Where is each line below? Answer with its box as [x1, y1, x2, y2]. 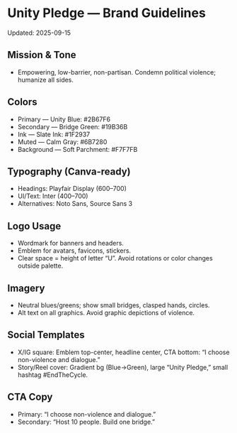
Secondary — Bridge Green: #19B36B [17, 122, 128, 131]
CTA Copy [7, 391, 53, 403]
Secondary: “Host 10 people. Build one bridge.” [17, 417, 156, 426]
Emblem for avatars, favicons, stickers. [17, 246, 132, 255]
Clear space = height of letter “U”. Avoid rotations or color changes [17, 254, 214, 263]
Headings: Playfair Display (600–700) [17, 185, 127, 193]
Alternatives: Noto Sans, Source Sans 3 [17, 199, 133, 208]
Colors [7, 96, 37, 108]
